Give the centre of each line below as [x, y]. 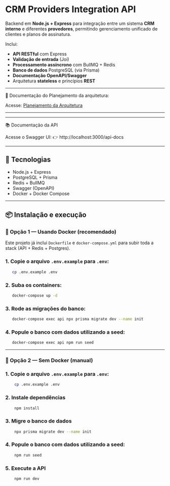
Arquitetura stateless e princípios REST [54, 81]
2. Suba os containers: [34, 285]
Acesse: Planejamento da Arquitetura [44, 105]
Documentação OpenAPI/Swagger [50, 75]
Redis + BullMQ [29, 183]
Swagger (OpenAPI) [33, 188]
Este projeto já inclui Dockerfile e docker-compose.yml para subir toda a [79, 243]
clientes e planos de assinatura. [38, 34]
